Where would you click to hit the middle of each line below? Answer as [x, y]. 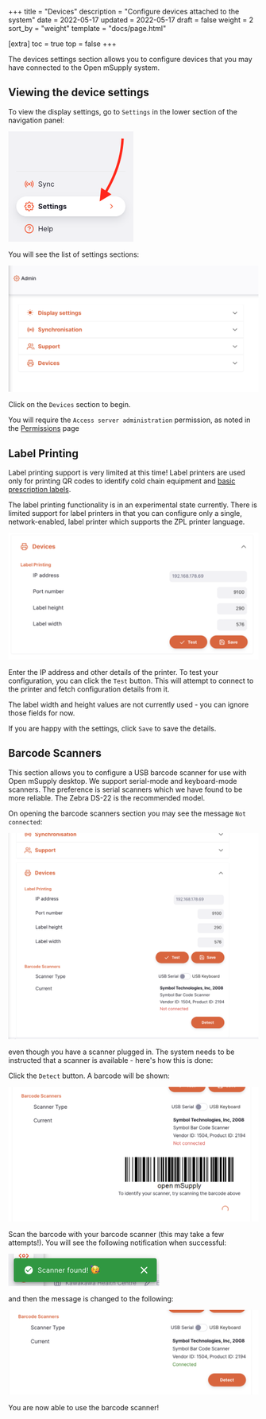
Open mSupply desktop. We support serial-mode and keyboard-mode [123, 781]
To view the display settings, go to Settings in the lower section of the [123, 111]
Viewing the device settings [79, 93]
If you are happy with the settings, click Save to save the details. [112, 729]
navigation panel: [37, 120]
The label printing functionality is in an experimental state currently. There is [133, 505]
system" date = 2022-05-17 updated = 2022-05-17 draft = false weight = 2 [131, 20]
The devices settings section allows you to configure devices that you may [130, 59]
